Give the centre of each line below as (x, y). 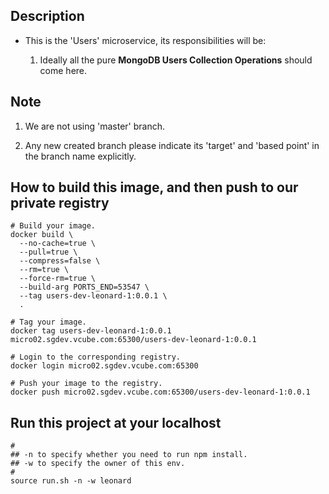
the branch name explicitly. (80, 156)
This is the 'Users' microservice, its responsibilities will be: (145, 40)
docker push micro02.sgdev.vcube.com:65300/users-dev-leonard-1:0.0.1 (160, 392)
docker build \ (42, 235)
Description (47, 16)
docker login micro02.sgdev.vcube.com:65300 (104, 366)
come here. (63, 70)
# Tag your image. (48, 322)
